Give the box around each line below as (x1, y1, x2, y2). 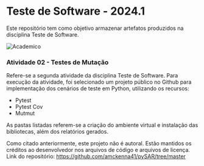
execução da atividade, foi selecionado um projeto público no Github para (6, 78, 192, 86)
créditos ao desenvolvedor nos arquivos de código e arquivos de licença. (6, 146, 191, 154)
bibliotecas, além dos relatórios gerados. (6, 128, 108, 135)
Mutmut (15, 110, 35, 117)
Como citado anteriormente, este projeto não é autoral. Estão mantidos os (6, 140, 192, 147)
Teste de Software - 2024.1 (6, 4, 145, 18)
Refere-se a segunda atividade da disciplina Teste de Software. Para (6, 72, 178, 79)
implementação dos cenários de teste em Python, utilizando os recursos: (6, 85, 189, 92)
